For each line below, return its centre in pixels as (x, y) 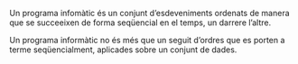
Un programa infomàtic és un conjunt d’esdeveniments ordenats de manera (150, 13)
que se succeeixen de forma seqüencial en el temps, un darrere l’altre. (140, 23)
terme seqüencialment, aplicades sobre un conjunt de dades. (123, 50)
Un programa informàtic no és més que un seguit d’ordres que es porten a (147, 40)
